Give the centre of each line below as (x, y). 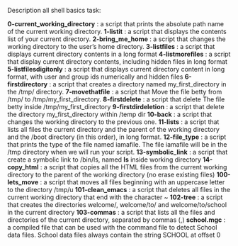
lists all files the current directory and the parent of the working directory (113, 129)
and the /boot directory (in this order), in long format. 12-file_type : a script (117, 137)
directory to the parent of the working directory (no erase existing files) (111, 174)
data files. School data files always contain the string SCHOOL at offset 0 (114, 235)
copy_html (23, 167)
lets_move (23, 182)
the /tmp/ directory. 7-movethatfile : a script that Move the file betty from (115, 92)
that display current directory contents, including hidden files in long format (118, 62)
